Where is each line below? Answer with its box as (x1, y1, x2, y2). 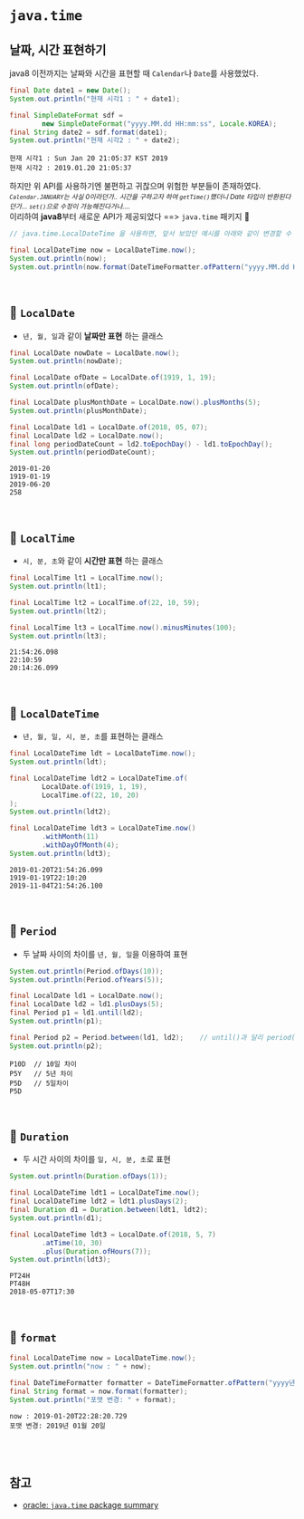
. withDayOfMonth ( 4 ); (42, 841, 119, 850)
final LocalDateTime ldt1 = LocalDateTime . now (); (9, 1188, 201, 1197)
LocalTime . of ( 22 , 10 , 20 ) (42, 791, 140, 800)
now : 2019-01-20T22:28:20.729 (9, 1411, 128, 1420)
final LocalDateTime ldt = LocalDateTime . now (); (9, 749, 196, 758)
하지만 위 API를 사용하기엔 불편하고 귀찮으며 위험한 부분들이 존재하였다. (9, 180, 261, 192)
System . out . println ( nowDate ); (9, 357, 124, 366)
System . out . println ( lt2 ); (9, 606, 107, 616)
